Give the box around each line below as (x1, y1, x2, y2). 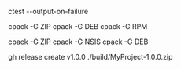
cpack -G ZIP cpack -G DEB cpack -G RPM (8, 22, 148, 31)
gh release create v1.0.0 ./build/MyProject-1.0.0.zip (8, 53, 173, 61)
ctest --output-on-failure (8, 7, 89, 16)
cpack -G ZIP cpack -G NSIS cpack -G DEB (8, 37, 149, 46)
